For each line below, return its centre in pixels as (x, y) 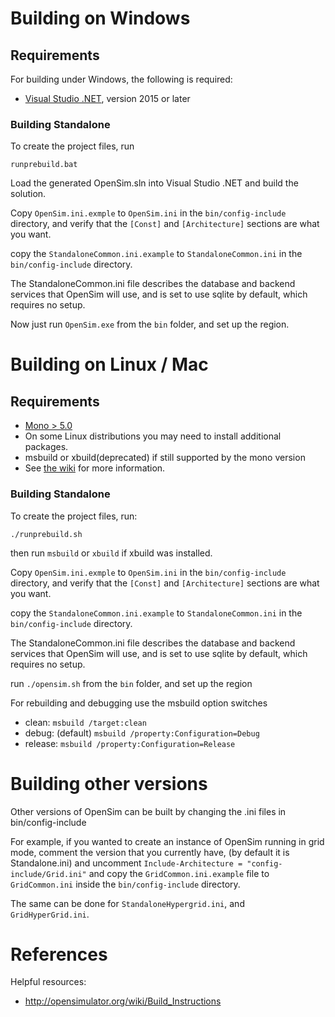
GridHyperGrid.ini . (50, 914)
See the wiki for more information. (95, 468)
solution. (28, 194)
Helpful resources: (48, 982)
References (59, 954)
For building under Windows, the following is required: (121, 79)
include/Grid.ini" (48, 874)
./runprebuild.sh (46, 534)
